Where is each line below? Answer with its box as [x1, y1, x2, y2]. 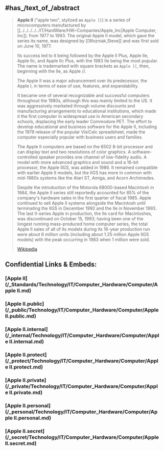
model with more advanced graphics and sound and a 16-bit [17, 159, 139, 165]
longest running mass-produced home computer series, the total [17, 221, 148, 227]
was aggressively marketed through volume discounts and [17, 103, 136, 108]
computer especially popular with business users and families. [17, 134, 143, 140]
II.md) [17, 287, 32, 294]
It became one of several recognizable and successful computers [17, 92, 150, 98]
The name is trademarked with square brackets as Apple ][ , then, [17, 63, 150, 69]
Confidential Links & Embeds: [5, 260, 97, 269]
